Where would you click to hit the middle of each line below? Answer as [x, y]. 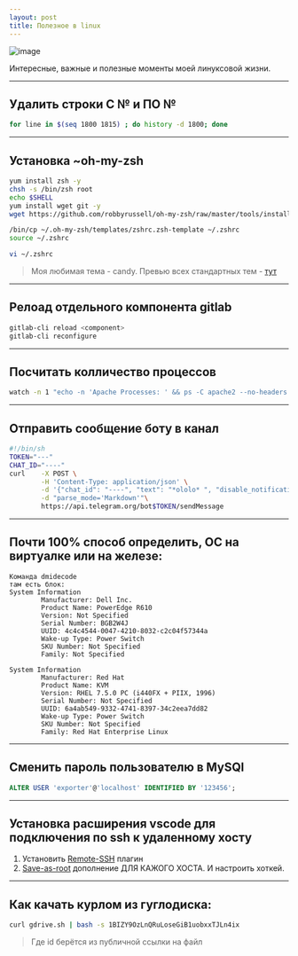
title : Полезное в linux [55, 26]
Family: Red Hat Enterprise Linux [105, 732]
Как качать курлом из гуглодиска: [110, 904]
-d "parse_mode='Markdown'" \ [95, 498]
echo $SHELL [31, 197]
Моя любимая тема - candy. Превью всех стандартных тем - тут [154, 271]
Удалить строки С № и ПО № [93, 104]
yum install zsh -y [45, 181]
